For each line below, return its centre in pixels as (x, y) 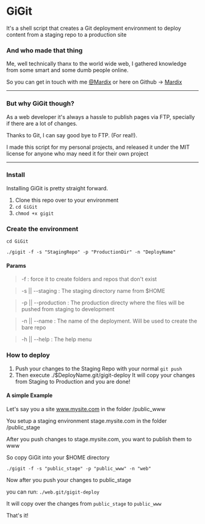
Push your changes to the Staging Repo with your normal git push (99, 368)
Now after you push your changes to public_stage (69, 479)
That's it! (17, 515)
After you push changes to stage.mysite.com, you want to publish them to (99, 439)
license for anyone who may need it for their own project (77, 153)
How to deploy (28, 355)
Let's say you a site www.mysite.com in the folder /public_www (86, 409)
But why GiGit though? (40, 104)
